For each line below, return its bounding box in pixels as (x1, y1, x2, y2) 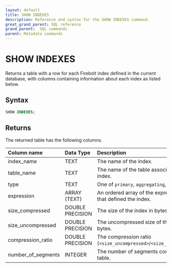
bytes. (97, 225, 112, 232)
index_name (8, 158, 37, 165)
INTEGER (64, 251, 87, 258)
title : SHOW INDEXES (5, 12, 50, 17)
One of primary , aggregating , (97, 181, 166, 188)
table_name (8, 169, 36, 176)
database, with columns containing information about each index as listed (5, 75, 161, 82)
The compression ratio (97, 233, 152, 240)
